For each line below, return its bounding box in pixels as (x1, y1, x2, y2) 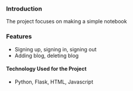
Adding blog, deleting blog (14, 52, 79, 59)
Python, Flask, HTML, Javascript (14, 78, 94, 85)
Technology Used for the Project (6, 65, 87, 72)
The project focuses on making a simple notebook (6, 18, 127, 25)
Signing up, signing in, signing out (14, 45, 97, 52)
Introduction (6, 5, 42, 13)
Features (6, 33, 32, 41)
